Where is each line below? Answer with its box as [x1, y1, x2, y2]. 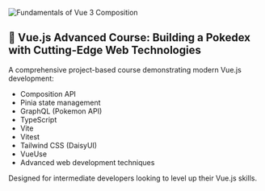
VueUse [19, 149, 47, 159]
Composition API [19, 89, 77, 98]
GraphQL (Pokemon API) [19, 106, 103, 116]
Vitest [19, 131, 40, 141]
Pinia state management [19, 98, 101, 107]
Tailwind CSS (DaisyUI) [19, 140, 98, 150]
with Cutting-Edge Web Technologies [8, 44, 202, 57]
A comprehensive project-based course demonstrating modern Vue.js [8, 64, 242, 74]
